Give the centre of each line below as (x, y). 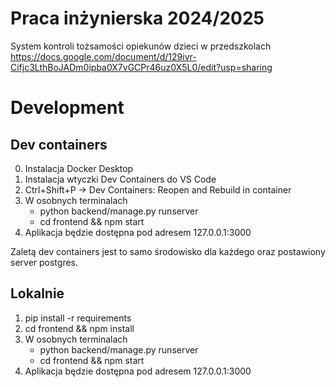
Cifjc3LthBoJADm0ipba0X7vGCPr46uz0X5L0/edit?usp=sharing (141, 67)
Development (67, 108)
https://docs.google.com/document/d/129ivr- (103, 56)
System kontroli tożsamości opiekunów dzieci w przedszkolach (141, 46)
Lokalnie (37, 293)
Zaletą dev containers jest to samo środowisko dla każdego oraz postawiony (168, 251)
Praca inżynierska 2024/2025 (137, 18)
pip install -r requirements (78, 318)
